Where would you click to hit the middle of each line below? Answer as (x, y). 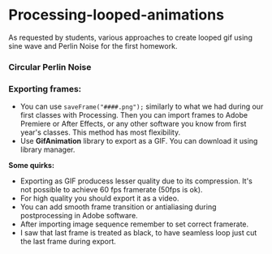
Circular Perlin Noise (50, 67)
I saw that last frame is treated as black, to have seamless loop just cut (138, 233)
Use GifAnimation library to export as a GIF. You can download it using (139, 141)
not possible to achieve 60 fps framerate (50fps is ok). (111, 190)
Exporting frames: (45, 88)
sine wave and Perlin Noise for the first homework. (93, 45)
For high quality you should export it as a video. (99, 198)
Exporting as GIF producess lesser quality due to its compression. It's (136, 181)
